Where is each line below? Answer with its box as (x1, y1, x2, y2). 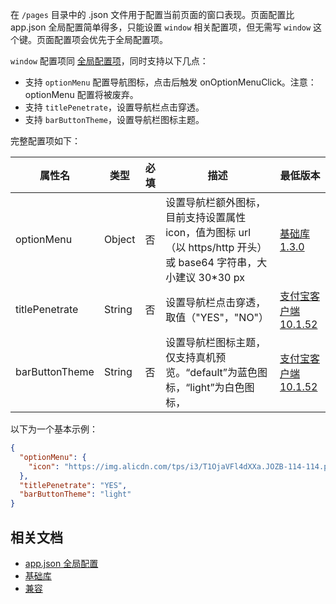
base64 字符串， (178, 256, 258, 269)
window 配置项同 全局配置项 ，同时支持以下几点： (10, 55, 209, 67)
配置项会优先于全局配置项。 (53, 34, 168, 45)
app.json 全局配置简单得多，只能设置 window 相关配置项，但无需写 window (10, 21, 312, 33)
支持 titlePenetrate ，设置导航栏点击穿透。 (24, 101, 205, 113)
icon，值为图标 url (165, 226, 252, 239)
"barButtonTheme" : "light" (19, 489, 132, 500)
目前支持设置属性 (165, 211, 247, 224)
